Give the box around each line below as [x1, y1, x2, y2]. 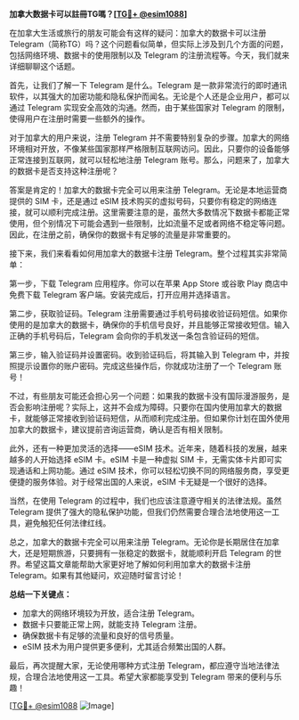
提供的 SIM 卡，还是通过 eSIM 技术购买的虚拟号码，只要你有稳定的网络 [9, 196, 270, 206]
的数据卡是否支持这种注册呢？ [9, 166, 118, 176]
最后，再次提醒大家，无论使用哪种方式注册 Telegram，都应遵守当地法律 [9, 660, 272, 671]
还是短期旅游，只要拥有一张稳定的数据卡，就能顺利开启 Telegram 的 [24, 548, 274, 558]
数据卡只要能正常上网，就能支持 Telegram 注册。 [21, 619, 202, 629]
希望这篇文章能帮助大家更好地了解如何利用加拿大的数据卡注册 [24, 559, 251, 569]
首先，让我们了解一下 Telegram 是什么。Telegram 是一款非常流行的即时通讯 [9, 80, 287, 90]
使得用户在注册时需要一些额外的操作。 [9, 113, 149, 124]
